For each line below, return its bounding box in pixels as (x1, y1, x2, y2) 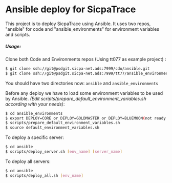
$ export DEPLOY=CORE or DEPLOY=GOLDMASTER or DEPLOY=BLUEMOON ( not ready (5, 115, 166, 121)
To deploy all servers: (5, 158, 51, 165)
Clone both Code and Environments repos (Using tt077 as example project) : (5, 56, 166, 62)
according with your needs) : (5, 101, 65, 107)
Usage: (5, 43, 21, 49)
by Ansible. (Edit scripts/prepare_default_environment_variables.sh (5, 95, 147, 101)
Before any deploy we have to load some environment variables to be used (5, 90, 163, 96)
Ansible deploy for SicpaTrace (5, 4, 136, 15)
